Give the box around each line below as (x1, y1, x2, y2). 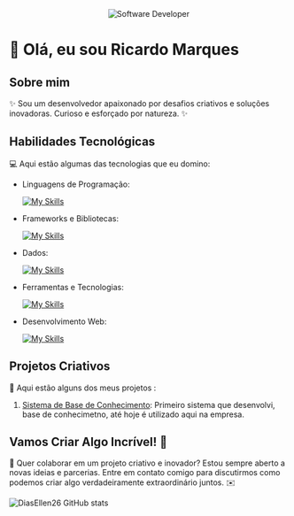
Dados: (21, 247, 49, 258)
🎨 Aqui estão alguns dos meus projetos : (9, 382, 157, 393)
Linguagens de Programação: (21, 179, 130, 189)
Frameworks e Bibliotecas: (21, 212, 120, 224)
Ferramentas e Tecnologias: (21, 281, 124, 292)
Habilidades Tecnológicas (9, 135, 156, 150)
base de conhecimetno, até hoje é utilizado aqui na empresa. (21, 409, 245, 420)
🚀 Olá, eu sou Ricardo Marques (9, 40, 239, 60)
